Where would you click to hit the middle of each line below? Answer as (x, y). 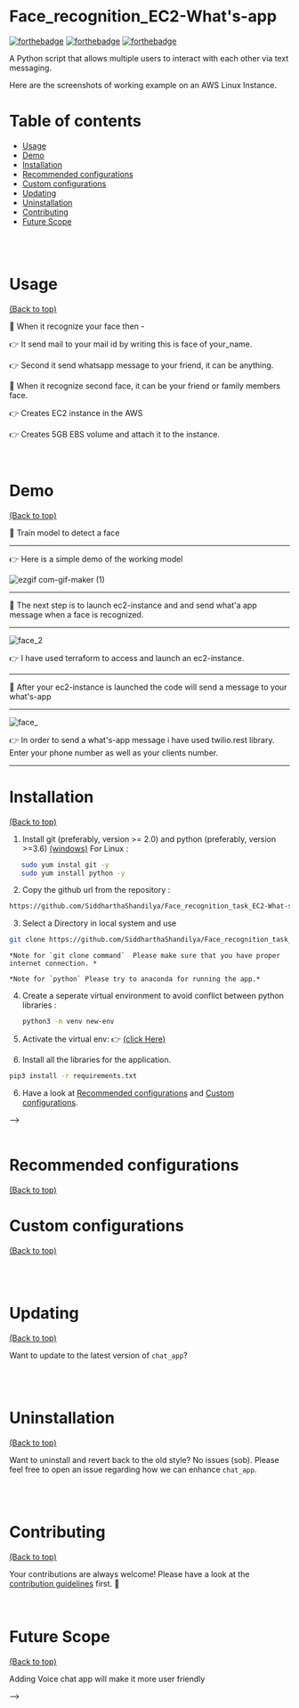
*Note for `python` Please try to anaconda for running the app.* (135, 979)
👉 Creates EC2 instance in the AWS (76, 413)
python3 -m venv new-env (68, 1022)
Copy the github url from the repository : (96, 890)
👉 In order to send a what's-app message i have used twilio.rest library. (142, 740)
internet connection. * (53, 964)
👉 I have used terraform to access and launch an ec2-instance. (127, 658)
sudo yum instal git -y (65, 865)
